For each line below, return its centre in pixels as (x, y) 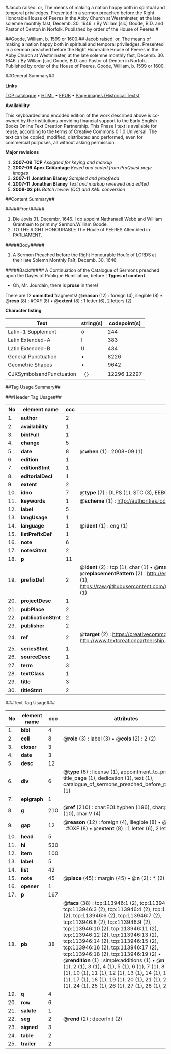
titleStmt (32, 690)
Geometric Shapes (30, 365)
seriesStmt (35, 649)
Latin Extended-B (29, 348)
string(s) (92, 323)
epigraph (32, 799)
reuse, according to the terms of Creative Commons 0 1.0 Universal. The (81, 131)
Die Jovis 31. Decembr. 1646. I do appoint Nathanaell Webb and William (87, 219)
